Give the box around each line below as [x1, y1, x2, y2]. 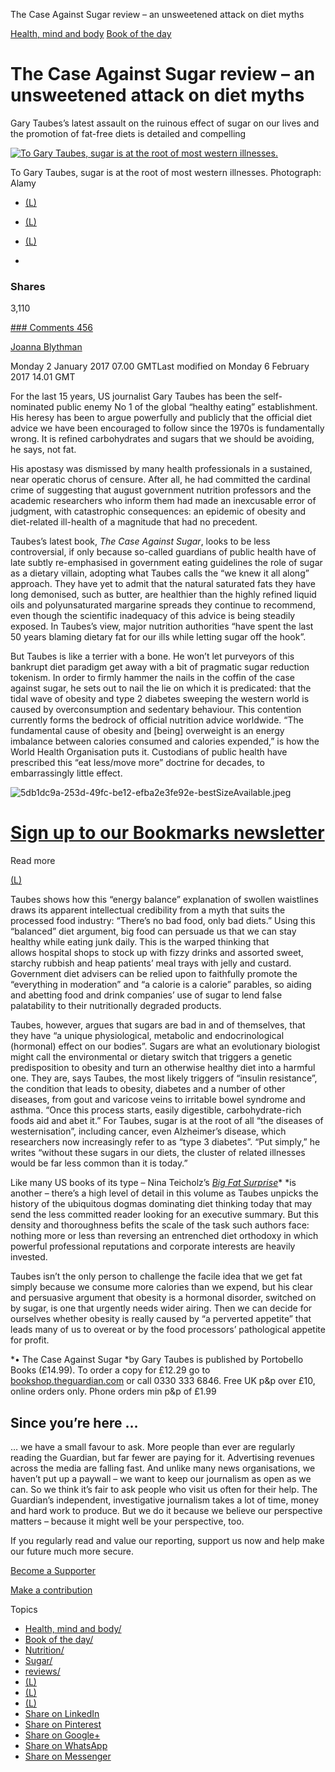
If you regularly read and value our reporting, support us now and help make [10, 1534, 325, 1546]
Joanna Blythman [10, 341, 83, 353]
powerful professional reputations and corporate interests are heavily [10, 1240, 296, 1253]
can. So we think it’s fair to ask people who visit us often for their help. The [10, 1483, 318, 1495]
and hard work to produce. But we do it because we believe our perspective [10, 1504, 323, 1516]
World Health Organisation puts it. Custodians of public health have [10, 746, 288, 758]
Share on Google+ [24, 1729, 101, 1741]
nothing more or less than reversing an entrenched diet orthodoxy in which [10, 1230, 319, 1242]
